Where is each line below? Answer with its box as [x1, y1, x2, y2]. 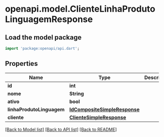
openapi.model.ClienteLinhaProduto [5, 3, 156, 15]
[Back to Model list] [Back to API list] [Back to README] [5, 126, 117, 132]
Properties [5, 59, 38, 68]
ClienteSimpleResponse [69, 114, 126, 120]
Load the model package [5, 33, 82, 41]
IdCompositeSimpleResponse [69, 106, 140, 113]
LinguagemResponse [5, 14, 93, 25]
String [69, 90, 84, 97]
